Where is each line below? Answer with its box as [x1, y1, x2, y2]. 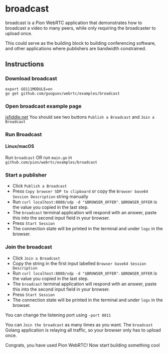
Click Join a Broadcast [12, 255, 60, 261]
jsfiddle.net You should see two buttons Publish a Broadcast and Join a [5, 114, 154, 120]
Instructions [5, 60, 44, 68]
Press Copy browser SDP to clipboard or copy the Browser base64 [12, 188, 148, 194]
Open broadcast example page [5, 103, 82, 110]
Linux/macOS [5, 143, 34, 149]
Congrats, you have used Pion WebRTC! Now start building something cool [5, 342, 160, 348]
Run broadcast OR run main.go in [5, 154, 73, 161]
